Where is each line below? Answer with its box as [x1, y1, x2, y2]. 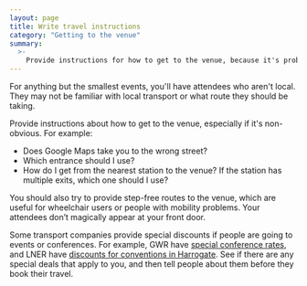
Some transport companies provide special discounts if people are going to [9, 229, 293, 240]
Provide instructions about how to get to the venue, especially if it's [9, 118, 263, 129]
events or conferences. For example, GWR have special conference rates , [9, 239, 287, 249]
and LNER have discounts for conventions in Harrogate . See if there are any [9, 249, 294, 260]
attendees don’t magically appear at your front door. [9, 212, 206, 222]
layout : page [9, 13, 59, 23]
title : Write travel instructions [9, 22, 142, 31]
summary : [9, 38, 43, 48]
